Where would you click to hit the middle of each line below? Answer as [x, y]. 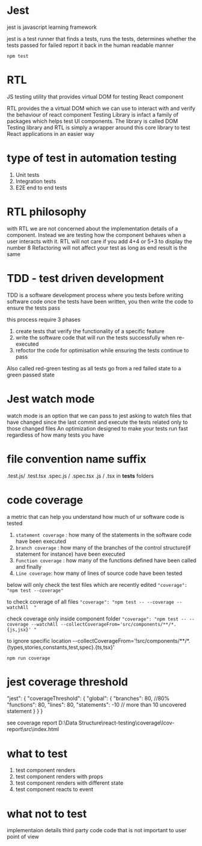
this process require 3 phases [44, 319]
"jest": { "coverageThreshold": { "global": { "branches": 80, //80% [88, 699]
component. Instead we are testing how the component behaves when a [96, 234]
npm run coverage [29, 658]
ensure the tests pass [34, 308]
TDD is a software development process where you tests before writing [95, 295]
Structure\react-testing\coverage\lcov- [127, 723]
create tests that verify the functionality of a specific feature [90, 331]
